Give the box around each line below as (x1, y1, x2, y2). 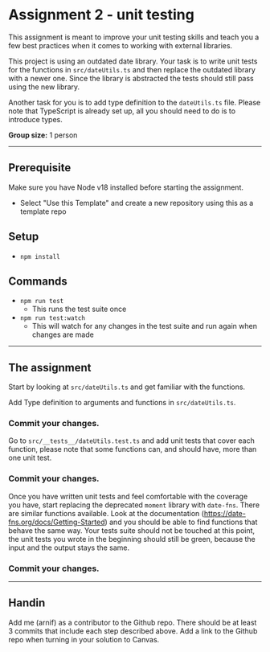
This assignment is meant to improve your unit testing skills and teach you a (8, 32, 260, 42)
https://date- (203, 508, 247, 518)
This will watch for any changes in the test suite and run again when (31, 322, 257, 331)
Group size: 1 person (8, 130, 78, 140)
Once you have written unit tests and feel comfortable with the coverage (8, 491, 248, 501)
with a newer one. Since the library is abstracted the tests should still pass (8, 73, 255, 83)
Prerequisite (8, 161, 72, 174)
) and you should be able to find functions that (104, 517, 258, 527)
